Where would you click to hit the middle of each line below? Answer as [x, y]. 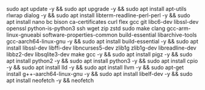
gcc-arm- [179, 28]
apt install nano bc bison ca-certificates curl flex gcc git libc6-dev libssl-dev [102, 22]
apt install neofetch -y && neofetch [50, 80]
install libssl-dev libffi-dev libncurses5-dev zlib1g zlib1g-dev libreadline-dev [102, 48]
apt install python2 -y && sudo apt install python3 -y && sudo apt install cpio [102, 61]
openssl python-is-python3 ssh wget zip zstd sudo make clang [86, 28]
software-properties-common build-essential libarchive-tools [120, 35]
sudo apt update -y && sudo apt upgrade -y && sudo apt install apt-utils [96, 9]
